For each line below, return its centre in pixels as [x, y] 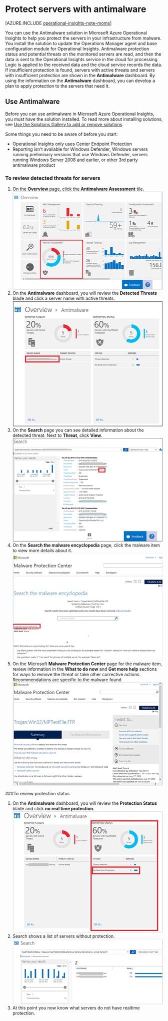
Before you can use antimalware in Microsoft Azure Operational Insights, [80, 114]
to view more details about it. [42, 551]
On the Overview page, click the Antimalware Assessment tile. [78, 189]
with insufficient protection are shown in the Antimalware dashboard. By [80, 75]
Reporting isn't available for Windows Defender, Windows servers [80, 149]
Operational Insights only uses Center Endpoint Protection [72, 144]
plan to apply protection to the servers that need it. [57, 86]
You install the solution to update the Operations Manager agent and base [81, 43]
